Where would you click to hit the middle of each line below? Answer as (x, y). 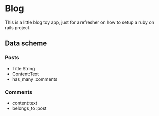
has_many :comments (35, 79)
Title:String (24, 68)
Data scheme (26, 44)
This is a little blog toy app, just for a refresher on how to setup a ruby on (79, 22)
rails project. (18, 27)
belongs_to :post (29, 108)
